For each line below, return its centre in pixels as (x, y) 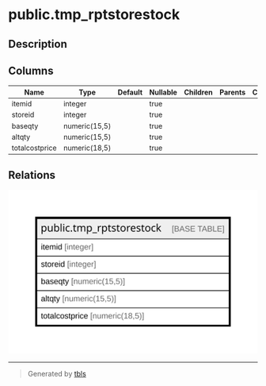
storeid (23, 115)
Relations (32, 175)
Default (130, 92)
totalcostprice (34, 148)
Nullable (163, 92)
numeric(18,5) (87, 148)
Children (199, 92)
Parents (233, 92)
